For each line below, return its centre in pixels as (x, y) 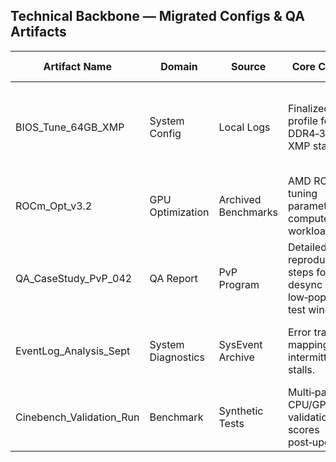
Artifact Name (77, 66)
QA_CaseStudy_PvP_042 (74, 278)
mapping (308, 344)
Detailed (307, 247)
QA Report (173, 278)
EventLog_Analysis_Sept (73, 351)
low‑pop (307, 297)
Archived (240, 199)
